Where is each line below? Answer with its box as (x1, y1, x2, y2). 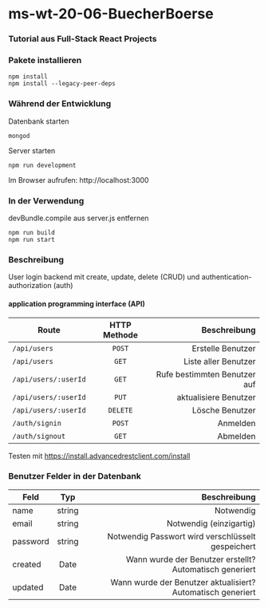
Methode (102, 329, 138, 340)
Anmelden (217, 417, 256, 428)
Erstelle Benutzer (191, 342, 256, 353)
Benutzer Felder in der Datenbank (8, 471, 141, 482)
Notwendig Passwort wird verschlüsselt (107, 531, 256, 542)
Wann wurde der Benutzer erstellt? (125, 554, 256, 565)
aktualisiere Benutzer (176, 392, 256, 403)
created (12, 559, 41, 570)
